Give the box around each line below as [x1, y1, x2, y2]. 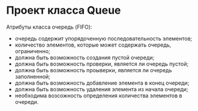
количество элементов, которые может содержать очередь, [14, 41, 172, 48]
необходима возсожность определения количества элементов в [14, 92, 182, 99]
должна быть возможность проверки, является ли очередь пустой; [14, 60, 189, 67]
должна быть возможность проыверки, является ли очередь [14, 66, 172, 73]
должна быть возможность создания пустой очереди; [14, 54, 155, 61]
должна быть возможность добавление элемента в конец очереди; [14, 79, 190, 87]
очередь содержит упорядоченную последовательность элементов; [14, 35, 193, 42]
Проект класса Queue [6, 4, 121, 17]
